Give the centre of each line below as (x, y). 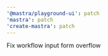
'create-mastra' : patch (41, 26)
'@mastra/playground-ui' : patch (53, 13)
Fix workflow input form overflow (54, 46)
